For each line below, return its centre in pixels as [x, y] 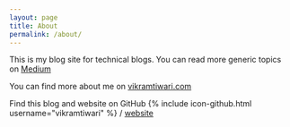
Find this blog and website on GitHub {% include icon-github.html [131, 104]
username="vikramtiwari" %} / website [82, 114]
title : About [34, 26]
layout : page [34, 17]
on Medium [30, 69]
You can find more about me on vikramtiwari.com [101, 87]
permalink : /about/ [46, 34]
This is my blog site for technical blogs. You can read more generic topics [145, 60]
